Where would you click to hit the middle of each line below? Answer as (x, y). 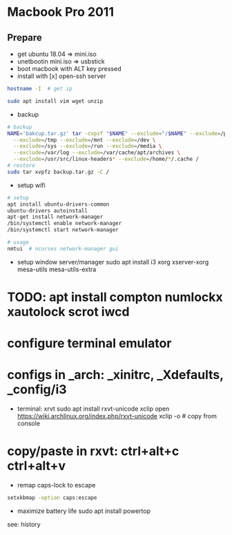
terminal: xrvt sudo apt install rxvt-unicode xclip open (93, 409)
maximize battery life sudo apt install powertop (84, 511)
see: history (24, 524)
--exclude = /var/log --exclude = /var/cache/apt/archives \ (97, 153)
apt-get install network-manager (55, 217)
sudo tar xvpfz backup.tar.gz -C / (58, 172)
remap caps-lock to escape (56, 485)
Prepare (25, 38)
